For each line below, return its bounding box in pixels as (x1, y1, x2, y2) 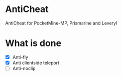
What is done (5, 37, 62, 49)
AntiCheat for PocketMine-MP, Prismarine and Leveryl (5, 20, 117, 26)
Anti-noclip (12, 65, 36, 71)
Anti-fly (12, 54, 29, 60)
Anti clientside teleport (12, 59, 59, 65)
